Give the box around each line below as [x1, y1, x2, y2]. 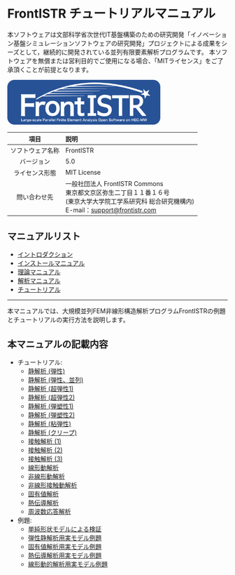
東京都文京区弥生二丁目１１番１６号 [65, 188, 170, 197]
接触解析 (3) [27, 455, 63, 463]
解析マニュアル [17, 277, 61, 285]
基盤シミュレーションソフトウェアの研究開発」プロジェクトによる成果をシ [13, 39, 228, 47]
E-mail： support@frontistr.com [65, 206, 157, 214]
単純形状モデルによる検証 [27, 525, 102, 534]
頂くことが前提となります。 [13, 65, 93, 74]
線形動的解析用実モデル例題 [27, 560, 108, 569]
